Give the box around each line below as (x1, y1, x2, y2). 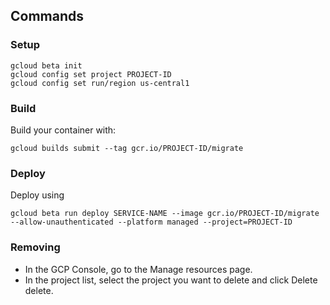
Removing (10, 240, 61, 254)
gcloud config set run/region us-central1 (10, 78, 190, 88)
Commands (10, 8, 85, 25)
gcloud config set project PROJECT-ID (10, 69, 172, 79)
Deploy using (10, 189, 65, 201)
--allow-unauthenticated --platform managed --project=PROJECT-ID (10, 217, 293, 228)
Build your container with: (10, 124, 117, 136)
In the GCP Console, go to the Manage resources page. (24, 263, 253, 275)
